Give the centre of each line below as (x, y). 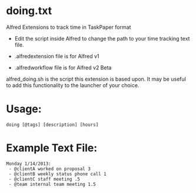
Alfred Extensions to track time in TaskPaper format (69, 27)
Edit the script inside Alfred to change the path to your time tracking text (102, 38)
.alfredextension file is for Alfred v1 (57, 56)
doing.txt (29, 11)
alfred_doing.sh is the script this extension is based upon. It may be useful (96, 79)
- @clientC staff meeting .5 (44, 179)
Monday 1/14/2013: (29, 164)
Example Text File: (52, 148)
